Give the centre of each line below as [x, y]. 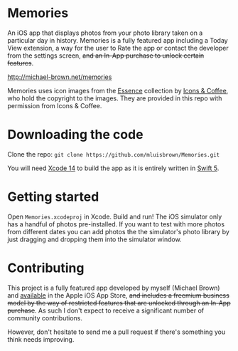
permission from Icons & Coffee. [55, 105]
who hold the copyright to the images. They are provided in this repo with [115, 98]
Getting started [53, 197]
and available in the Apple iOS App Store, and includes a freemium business [118, 295]
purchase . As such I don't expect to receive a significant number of [106, 310]
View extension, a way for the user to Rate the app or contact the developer [118, 48]
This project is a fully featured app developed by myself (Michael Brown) [114, 288]
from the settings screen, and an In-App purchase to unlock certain [106, 56]
